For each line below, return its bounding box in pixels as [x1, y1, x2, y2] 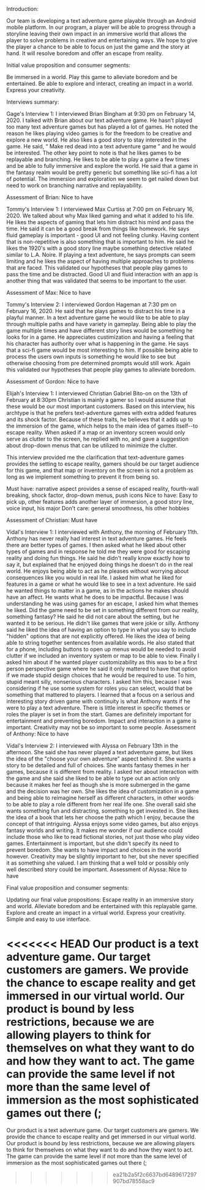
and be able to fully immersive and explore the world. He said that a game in [6, 162, 198, 169]
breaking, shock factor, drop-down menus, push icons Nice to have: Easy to [6, 491, 198, 499]
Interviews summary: [6, 98, 59, 105]
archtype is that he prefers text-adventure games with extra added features [6, 409, 197, 416]
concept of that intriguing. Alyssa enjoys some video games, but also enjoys [6, 820, 199, 827]
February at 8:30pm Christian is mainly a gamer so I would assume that [6, 396, 186, 403]
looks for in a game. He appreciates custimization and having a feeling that [6, 333, 195, 341]
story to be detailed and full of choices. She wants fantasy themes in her [6, 762, 190, 768]
